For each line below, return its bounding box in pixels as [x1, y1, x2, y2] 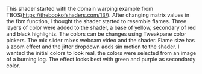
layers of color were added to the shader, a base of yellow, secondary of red [6, 24, 196, 31]
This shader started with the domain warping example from [6, 5, 154, 12]
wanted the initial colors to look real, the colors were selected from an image [6, 50, 197, 56]
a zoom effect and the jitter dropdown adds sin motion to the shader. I [6, 43, 180, 50]
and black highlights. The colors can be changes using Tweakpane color [6, 30, 187, 38]
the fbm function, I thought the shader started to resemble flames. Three [6, 18, 187, 24]
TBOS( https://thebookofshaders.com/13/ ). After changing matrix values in [6, 11, 190, 18]
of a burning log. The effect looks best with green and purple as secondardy [6, 56, 196, 63]
